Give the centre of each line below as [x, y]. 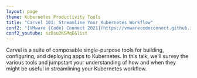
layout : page [22, 11]
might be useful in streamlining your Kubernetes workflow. [77, 69]
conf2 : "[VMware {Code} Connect [45, 28]
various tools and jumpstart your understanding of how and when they [91, 63]
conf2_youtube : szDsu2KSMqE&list [47, 33]
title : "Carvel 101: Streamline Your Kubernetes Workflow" [80, 22]
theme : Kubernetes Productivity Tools [53, 17]
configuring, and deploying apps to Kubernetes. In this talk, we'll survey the [97, 56]
